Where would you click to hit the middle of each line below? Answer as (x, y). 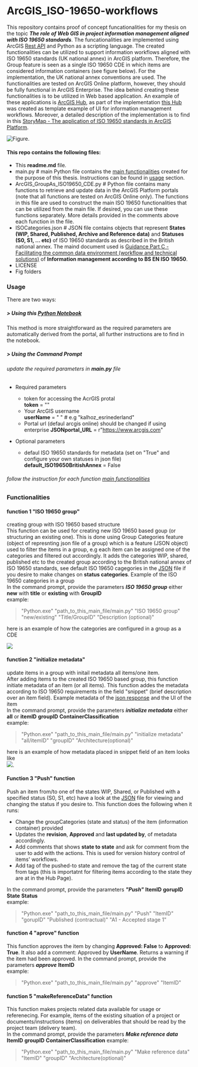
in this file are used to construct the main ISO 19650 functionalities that (101, 203)
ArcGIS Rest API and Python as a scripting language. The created (86, 46)
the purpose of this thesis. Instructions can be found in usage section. (100, 178)
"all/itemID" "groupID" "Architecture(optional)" (77, 740)
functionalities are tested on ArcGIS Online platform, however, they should (96, 83)
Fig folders (28, 271)
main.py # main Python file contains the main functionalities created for (101, 171)
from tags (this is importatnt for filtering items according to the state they (103, 872)
